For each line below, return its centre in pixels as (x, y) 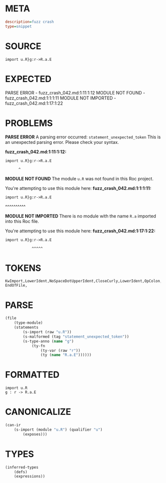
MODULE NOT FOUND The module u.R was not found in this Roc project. (79, 178)
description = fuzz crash (30, 22)
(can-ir (13, 425)
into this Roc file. (22, 221)
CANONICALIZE (38, 412)
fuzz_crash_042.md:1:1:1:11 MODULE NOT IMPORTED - (61, 98)
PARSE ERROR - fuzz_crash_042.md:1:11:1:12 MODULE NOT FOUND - (75, 92)
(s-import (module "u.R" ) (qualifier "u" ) (58, 430)
